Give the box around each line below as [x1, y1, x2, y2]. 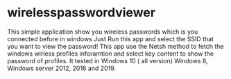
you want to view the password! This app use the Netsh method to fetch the [7, 42, 224, 50]
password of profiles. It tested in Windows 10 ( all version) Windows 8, [7, 56, 208, 65]
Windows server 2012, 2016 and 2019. [7, 64, 117, 72]
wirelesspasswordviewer [7, 5, 156, 21]
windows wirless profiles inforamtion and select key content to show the [7, 49, 214, 58]
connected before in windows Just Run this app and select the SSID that [7, 34, 214, 43]
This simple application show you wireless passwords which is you [7, 27, 198, 36]
